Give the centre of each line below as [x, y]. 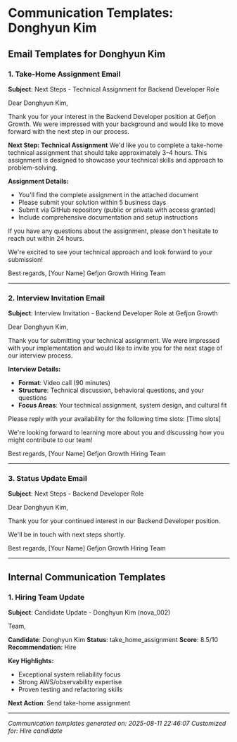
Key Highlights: [31, 661]
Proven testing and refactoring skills [70, 690]
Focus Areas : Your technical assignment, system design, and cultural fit [122, 405]
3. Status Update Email [47, 479]
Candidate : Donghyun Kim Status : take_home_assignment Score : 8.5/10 [113, 640]
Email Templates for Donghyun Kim [87, 54]
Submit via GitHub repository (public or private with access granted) [117, 210]
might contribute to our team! [51, 440]
